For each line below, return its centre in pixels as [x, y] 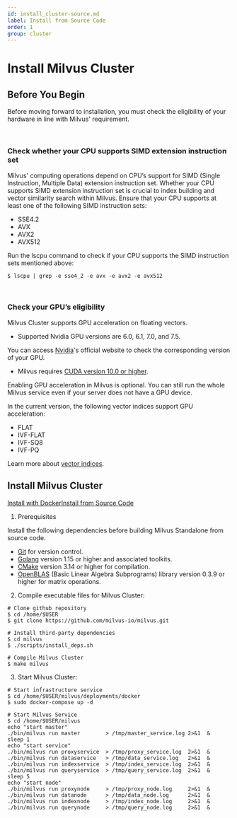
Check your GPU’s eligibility [56, 307]
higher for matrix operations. [59, 581]
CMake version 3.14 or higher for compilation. [84, 566]
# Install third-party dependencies [61, 633]
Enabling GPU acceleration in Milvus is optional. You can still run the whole [116, 385]
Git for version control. [50, 551]
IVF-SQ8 [30, 442]
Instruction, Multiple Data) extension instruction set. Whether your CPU [111, 183]
